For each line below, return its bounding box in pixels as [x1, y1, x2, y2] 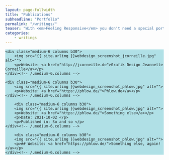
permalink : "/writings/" [5, 21, 57, 27]
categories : [5, 31, 30, 36]
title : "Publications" [5, 12, 53, 17]
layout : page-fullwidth [5, 7, 55, 13]
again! [147, 141, 161, 146]
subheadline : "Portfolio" [5, 17, 59, 22]
